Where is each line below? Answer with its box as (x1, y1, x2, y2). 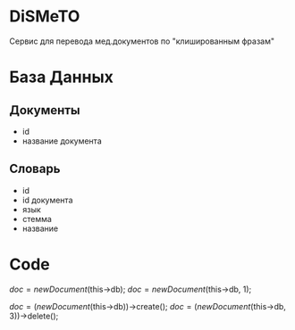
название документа (21, 136, 102, 146)
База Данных (9, 67, 114, 87)
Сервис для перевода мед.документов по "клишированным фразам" (9, 36, 275, 46)
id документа (21, 194, 73, 205)
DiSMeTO (9, 6, 80, 27)
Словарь (9, 161, 61, 177)
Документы (9, 103, 80, 118)
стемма (21, 213, 52, 224)
